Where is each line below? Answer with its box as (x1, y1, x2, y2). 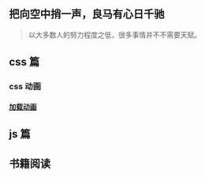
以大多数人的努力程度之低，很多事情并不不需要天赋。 (28, 30, 202, 40)
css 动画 (9, 81, 42, 92)
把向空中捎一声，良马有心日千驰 (9, 7, 165, 21)
